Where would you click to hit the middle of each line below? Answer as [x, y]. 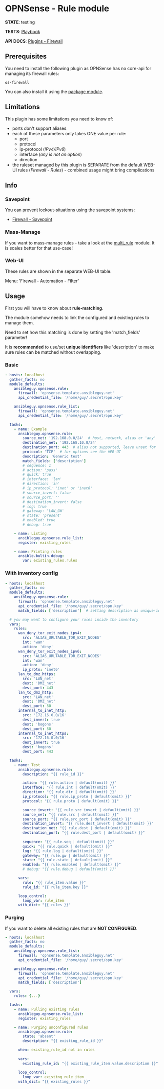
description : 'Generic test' [52, 456]
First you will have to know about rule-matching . [54, 308]
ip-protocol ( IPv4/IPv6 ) [42, 149]
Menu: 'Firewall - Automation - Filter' [42, 281]
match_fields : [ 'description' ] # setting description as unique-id [89, 610]
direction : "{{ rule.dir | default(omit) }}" [70, 792]
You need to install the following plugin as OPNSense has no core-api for [78, 68]
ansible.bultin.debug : [41, 556]
